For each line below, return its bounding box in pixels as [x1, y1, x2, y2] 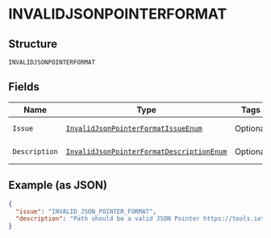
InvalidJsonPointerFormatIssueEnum [65, 123, 203, 133]
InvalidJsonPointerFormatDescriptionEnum [65, 147, 227, 156]
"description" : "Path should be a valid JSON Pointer [15, 215, 200, 223]
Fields [8, 80, 40, 94]
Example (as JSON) [8, 178, 107, 192]
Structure [8, 37, 58, 51]
